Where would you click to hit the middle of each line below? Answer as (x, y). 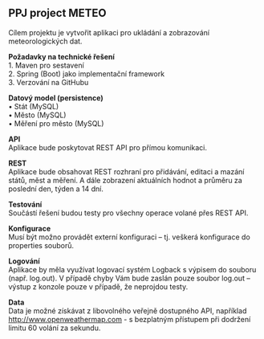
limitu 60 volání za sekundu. (55, 328)
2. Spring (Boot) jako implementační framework (87, 74)
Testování (25, 204)
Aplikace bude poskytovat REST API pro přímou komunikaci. (108, 147)
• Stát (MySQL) (34, 106)
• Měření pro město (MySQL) (56, 123)
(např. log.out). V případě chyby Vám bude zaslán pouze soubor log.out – (129, 278)
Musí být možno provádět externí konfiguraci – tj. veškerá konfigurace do (129, 237)
